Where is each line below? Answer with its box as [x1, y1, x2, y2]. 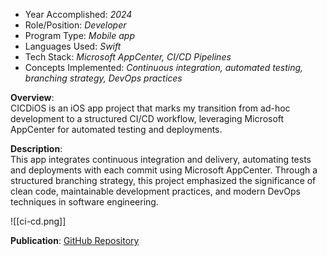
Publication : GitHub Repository [10, 235, 140, 246]
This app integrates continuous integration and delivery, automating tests [10, 154, 312, 165]
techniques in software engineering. [10, 196, 159, 208]
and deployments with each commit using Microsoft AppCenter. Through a [10, 164, 318, 176]
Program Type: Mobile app [24, 30, 135, 41]
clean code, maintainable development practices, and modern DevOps [10, 185, 301, 197]
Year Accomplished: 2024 [24, 9, 133, 20]
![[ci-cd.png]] [10, 215, 67, 227]
